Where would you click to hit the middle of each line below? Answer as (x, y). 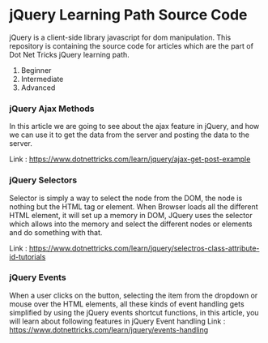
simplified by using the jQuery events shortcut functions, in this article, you (134, 312)
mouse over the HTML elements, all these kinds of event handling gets (127, 304)
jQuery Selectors (43, 180)
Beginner (36, 70)
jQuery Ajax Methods (52, 109)
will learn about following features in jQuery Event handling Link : (117, 321)
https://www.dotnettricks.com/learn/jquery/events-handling (109, 329)
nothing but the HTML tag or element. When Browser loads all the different (134, 206)
